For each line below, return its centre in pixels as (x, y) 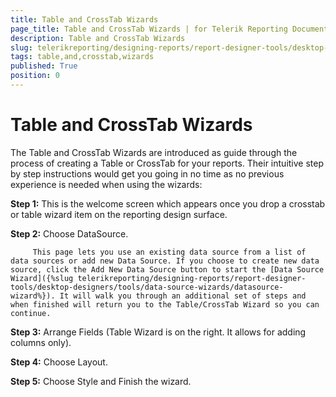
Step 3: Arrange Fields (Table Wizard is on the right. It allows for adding (158, 332)
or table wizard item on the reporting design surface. (119, 214)
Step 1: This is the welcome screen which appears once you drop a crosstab (168, 203)
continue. (31, 313)
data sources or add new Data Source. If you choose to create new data (165, 261)
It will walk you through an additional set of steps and (183, 296)
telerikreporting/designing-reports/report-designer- (192, 278)
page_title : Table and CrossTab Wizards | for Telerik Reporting (149, 29)
